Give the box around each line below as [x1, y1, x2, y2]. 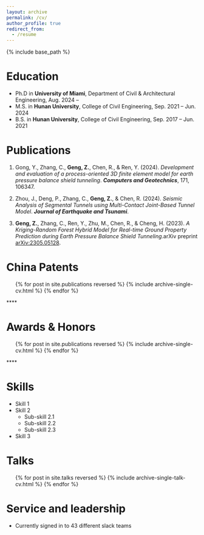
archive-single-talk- [135, 473, 186, 481]
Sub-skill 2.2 [24, 419, 56, 427]
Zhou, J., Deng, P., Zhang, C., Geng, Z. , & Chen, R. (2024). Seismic [15, 195, 183, 202]
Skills [6, 380, 35, 394]
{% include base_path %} [6, 48, 70, 55]
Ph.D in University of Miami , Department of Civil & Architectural [15, 90, 175, 97]
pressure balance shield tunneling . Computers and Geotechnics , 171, [15, 177, 189, 183]
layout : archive [6, 9, 47, 15]
